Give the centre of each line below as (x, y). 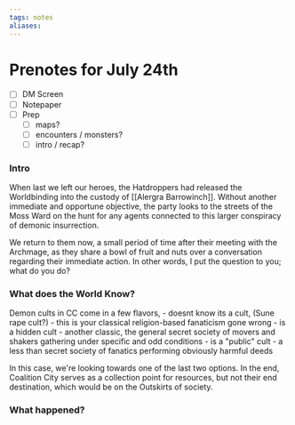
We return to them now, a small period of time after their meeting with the (144, 243)
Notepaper (42, 104)
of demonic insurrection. (54, 225)
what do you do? (40, 271)
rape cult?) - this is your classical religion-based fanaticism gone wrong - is (147, 323)
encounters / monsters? (79, 134)
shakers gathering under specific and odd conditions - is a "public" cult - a (146, 341)
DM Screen (43, 94)
